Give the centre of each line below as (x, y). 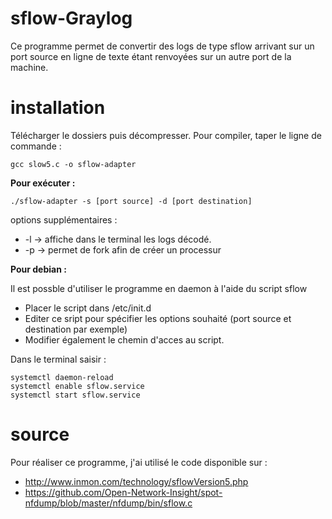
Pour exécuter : (43, 183)
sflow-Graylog (71, 18)
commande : (36, 146)
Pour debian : (38, 269)
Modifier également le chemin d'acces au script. (124, 339)
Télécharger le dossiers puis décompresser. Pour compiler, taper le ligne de (166, 135)
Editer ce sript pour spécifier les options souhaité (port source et (158, 318)
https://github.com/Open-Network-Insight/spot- (123, 492)
